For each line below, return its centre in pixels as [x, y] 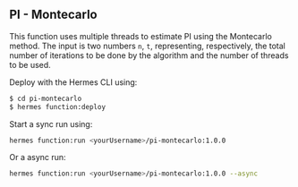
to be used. [30, 64]
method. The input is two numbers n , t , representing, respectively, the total [148, 46]
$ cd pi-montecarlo [46, 98]
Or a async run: [38, 157]
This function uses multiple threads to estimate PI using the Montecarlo [141, 36]
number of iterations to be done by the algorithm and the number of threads [149, 55]
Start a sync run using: [51, 123]
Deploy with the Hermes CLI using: [73, 82]
